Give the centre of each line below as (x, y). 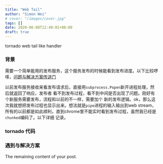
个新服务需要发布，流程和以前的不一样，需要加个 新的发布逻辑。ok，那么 (78, 99)
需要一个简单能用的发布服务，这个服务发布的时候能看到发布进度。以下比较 (79, 71)
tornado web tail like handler (33, 46)
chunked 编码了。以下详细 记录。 (37, 117)
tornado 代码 (20, 131)
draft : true (17, 32)
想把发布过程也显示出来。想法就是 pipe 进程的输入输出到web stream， (87, 105)
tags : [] (14, 23)
